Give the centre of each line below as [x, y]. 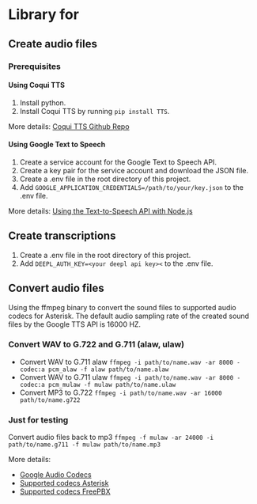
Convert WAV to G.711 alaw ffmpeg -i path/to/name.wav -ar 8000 [126, 362]
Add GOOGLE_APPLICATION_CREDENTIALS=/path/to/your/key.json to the [131, 187]
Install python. [43, 102]
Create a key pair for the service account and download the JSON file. [134, 170]
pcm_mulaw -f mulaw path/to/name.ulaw [112, 385]
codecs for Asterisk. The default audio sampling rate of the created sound [129, 316]
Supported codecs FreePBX [65, 491]
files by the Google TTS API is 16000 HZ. [74, 324]
